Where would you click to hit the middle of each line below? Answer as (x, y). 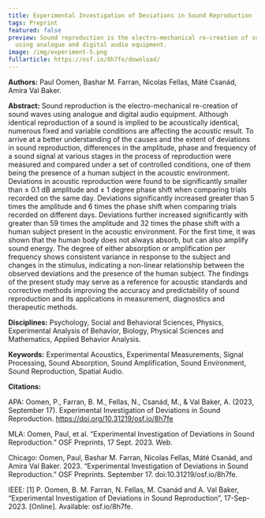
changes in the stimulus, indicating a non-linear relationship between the (126, 265)
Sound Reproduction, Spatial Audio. (66, 371)
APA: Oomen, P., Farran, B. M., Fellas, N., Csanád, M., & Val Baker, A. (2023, (131, 402)
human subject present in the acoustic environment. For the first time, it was (132, 231)
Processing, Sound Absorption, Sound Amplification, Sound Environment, (127, 362)
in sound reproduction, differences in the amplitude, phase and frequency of (132, 148)
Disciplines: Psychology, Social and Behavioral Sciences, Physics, (116, 322)
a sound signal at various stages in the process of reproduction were (120, 156)
